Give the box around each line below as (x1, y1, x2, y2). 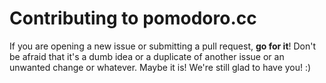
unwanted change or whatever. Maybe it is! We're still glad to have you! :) (9, 61, 312, 73)
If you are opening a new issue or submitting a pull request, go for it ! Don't (9, 40, 317, 52)
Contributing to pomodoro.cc (9, 7, 257, 30)
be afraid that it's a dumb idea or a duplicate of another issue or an (9, 50, 285, 62)
